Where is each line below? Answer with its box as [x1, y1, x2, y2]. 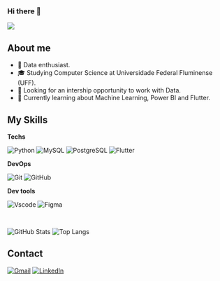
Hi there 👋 [7, 6, 42, 16]
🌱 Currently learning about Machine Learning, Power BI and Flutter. [17, 94, 211, 102]
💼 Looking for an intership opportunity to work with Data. [17, 86, 182, 95]
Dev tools [7, 186, 36, 195]
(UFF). [17, 78, 36, 87]
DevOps [7, 159, 31, 167]
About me [7, 42, 51, 54]
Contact [7, 248, 43, 260]
